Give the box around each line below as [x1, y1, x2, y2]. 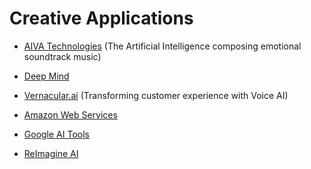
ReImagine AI [23, 147, 79, 159]
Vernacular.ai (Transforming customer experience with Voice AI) [23, 89, 289, 101]
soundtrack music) [23, 50, 102, 62]
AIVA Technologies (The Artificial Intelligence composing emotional [23, 40, 302, 52]
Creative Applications [9, 7, 194, 30]
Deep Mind [23, 70, 70, 82]
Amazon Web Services [23, 108, 118, 121]
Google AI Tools [23, 128, 90, 140]
